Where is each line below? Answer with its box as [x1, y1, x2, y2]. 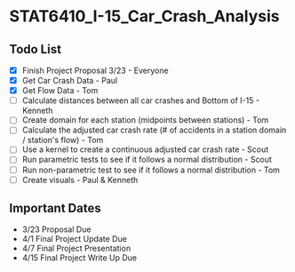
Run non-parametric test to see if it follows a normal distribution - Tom [21, 164, 280, 175]
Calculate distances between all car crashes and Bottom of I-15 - [21, 95, 260, 106]
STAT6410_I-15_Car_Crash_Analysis [9, 6, 280, 27]
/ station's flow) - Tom [21, 135, 104, 146]
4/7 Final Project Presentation [21, 243, 132, 254]
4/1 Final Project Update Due [21, 234, 127, 244]
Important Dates [9, 201, 101, 216]
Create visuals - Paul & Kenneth [21, 174, 139, 185]
